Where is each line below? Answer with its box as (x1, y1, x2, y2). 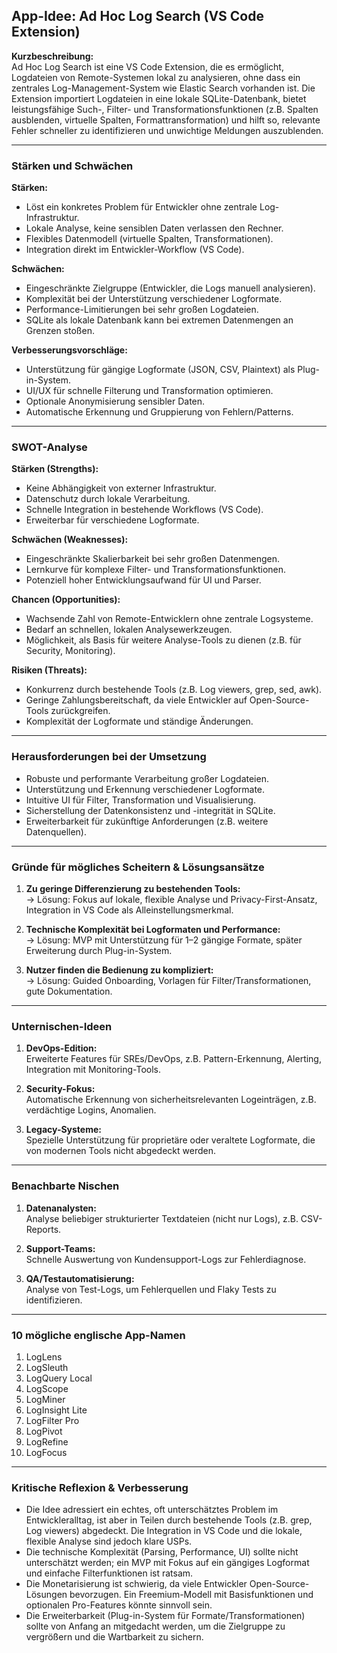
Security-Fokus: (25, 1083, 96, 1095)
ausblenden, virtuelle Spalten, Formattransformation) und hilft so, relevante (11, 114, 321, 126)
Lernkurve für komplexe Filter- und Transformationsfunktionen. (25, 564, 287, 576)
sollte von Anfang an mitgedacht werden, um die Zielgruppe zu (25, 1620, 286, 1633)
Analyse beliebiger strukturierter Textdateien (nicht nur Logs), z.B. (25, 1212, 299, 1224)
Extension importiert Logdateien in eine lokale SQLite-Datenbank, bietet (11, 92, 307, 104)
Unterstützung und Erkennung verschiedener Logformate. (25, 783, 266, 795)
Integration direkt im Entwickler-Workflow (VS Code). (25, 244, 245, 256)
